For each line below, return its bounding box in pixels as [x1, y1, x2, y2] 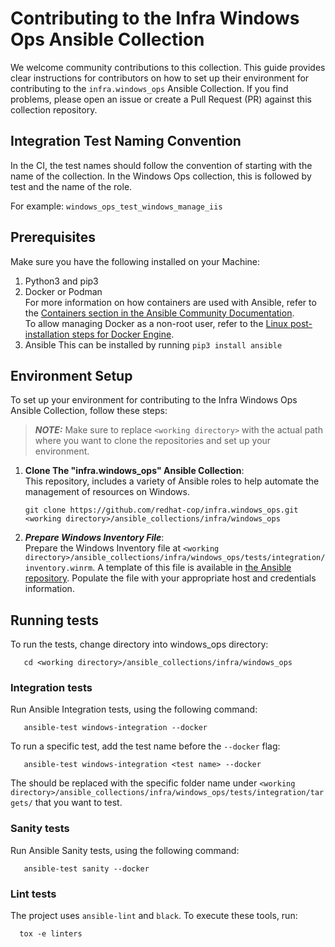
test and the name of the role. [10, 180, 133, 192]
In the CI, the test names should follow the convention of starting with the [10, 159, 313, 171]
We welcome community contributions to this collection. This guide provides [10, 61, 326, 73]
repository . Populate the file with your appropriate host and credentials [24, 572, 317, 584]
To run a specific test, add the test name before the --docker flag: [10, 740, 281, 752]
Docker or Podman [24, 285, 103, 297]
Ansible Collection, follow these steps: [10, 405, 168, 417]
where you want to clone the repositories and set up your [34, 435, 272, 447]
